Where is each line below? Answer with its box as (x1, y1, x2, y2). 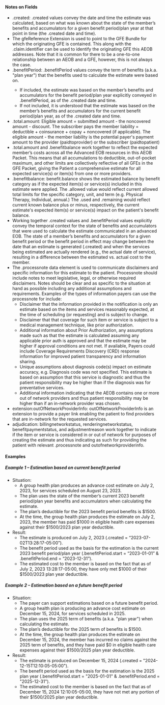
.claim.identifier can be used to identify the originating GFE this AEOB (12, 46, 153, 52)
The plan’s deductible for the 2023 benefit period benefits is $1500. (19, 508, 156, 514)
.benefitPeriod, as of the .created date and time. (19, 97, 117, 103)
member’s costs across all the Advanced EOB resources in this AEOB (12, 150, 152, 156)
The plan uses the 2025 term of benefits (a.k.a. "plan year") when (19, 616, 153, 621)
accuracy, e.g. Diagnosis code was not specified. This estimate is (19, 369, 152, 375)
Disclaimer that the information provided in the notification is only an (19, 301, 158, 307)
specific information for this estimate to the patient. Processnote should (12, 270, 158, 276)
